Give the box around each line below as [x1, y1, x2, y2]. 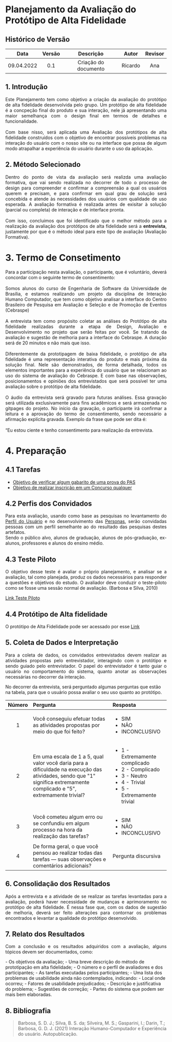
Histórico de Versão [5, 35, 70, 44]
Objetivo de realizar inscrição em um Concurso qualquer [12, 484, 132, 491]
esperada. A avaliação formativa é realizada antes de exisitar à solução [5, 201, 167, 207]
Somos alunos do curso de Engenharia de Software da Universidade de [5, 285, 167, 291]
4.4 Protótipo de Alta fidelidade [5, 610, 107, 619]
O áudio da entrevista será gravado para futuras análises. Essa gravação [5, 394, 167, 400]
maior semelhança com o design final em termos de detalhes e [5, 112, 167, 119]
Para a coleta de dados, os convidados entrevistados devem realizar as [5, 652, 167, 658]
